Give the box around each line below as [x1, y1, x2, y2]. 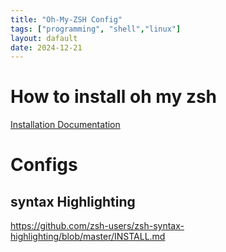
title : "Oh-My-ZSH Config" [10, 14, 123, 25]
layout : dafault [10, 33, 78, 43]
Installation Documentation [10, 119, 121, 131]
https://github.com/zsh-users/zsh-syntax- [10, 220, 185, 232]
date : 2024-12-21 [10, 42, 83, 53]
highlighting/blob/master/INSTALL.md [10, 231, 166, 243]
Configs [10, 154, 78, 176]
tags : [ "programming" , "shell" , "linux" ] [10, 24, 182, 34]
